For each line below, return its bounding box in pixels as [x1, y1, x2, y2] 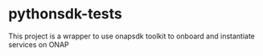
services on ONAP [8, 39, 70, 49]
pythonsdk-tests [8, 5, 122, 23]
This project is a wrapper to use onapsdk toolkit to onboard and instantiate [8, 31, 256, 41]
